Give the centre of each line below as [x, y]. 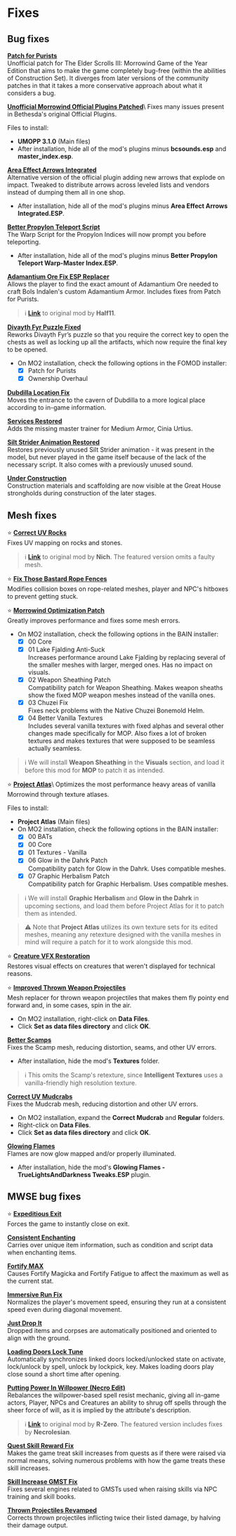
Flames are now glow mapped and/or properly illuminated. [92, 1153]
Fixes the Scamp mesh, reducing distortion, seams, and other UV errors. [112, 1047]
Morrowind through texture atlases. [58, 795]
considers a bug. [32, 93]
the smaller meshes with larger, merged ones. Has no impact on [120, 665]
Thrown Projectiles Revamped [52, 1510]
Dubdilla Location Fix [39, 393]
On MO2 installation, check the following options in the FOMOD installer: [122, 363]
